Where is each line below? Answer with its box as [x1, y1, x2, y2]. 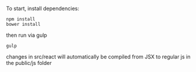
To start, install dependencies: [6, 5, 79, 12]
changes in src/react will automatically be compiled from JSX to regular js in [6, 53, 191, 60]
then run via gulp [6, 32, 47, 39]
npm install [6, 16, 35, 22]
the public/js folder [6, 60, 52, 66]
